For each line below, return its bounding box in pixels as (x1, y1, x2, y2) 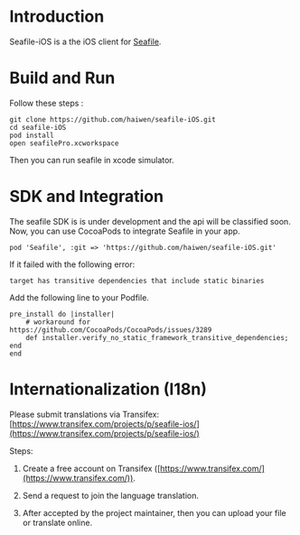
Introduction (9, 6, 105, 27)
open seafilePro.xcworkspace (9, 138, 119, 148)
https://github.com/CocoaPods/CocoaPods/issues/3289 (9, 325, 212, 335)
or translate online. (22, 517, 93, 528)
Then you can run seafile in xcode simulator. (9, 154, 174, 165)
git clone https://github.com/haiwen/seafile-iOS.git (9, 115, 217, 124)
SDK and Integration (9, 187, 164, 207)
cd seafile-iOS (9, 123, 67, 132)
